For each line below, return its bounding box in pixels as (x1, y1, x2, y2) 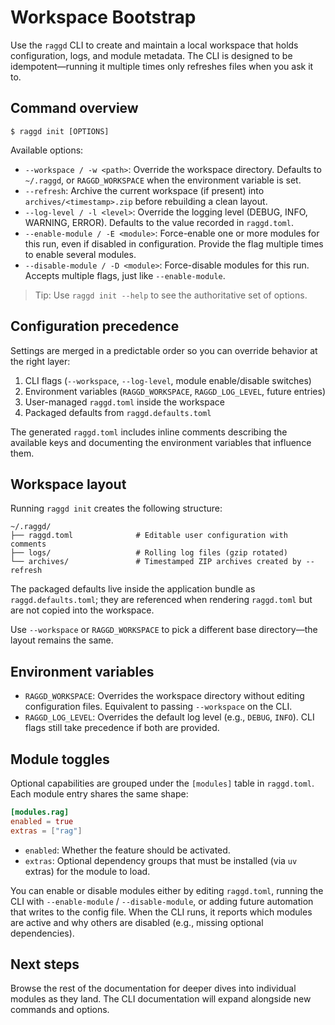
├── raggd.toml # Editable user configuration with (10, 531, 288, 541)
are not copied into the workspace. (10, 604, 155, 616)
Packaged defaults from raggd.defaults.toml (24, 406, 212, 418)
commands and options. (10, 1004, 110, 1016)
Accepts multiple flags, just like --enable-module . (24, 269, 226, 281)
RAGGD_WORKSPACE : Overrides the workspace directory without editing (24, 690, 305, 702)
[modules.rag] (10, 807, 70, 817)
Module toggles (10, 751, 110, 768)
